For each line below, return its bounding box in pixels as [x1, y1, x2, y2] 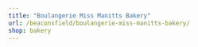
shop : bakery [8, 26, 52, 34]
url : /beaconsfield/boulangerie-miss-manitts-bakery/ [8, 19, 191, 27]
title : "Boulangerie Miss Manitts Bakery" [8, 11, 151, 20]
